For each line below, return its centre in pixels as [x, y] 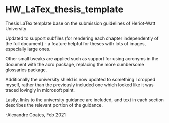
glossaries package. [26, 70]
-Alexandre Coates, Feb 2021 [35, 115]
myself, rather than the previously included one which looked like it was [79, 85]
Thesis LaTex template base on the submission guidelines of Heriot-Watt [80, 23]
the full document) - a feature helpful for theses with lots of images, [76, 43]
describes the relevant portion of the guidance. [54, 105]
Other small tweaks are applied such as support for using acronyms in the [82, 58]
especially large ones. [28, 49]
